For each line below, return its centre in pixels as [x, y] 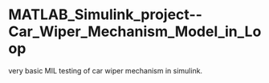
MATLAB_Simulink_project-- [106, 15]
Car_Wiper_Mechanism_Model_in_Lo [135, 32]
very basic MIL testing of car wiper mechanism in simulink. [106, 70]
